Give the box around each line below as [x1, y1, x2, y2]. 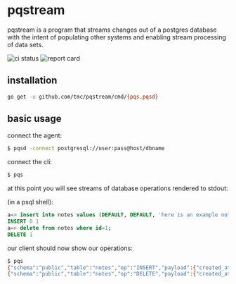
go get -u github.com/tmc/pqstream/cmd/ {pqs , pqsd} [7, 93, 159, 100]
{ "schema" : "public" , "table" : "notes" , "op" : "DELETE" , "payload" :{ [7, 271, 197, 278]
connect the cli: [7, 158, 53, 166]
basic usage [7, 113, 62, 125]
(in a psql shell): [7, 198, 54, 206]
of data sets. [7, 40, 44, 49]
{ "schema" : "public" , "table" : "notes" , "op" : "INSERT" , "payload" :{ [7, 264, 197, 271]
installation [7, 75, 58, 87]
